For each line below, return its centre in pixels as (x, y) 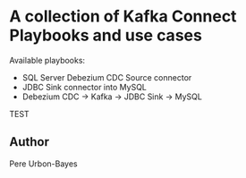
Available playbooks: (47, 60)
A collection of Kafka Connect (123, 17)
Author (29, 142)
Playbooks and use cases (106, 35)
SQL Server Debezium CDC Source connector (107, 77)
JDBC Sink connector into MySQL (85, 87)
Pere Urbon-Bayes (43, 164)
